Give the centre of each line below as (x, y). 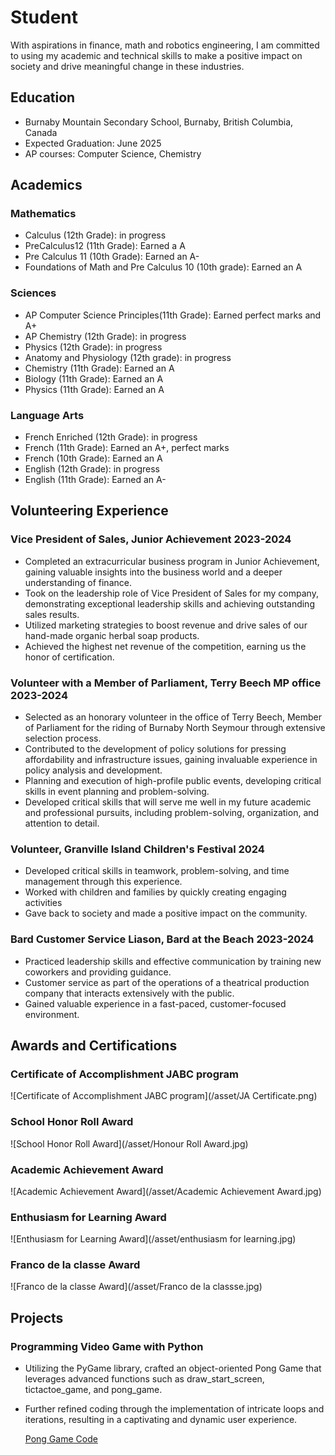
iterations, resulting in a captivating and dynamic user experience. (161, 1420)
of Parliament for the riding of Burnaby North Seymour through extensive (175, 728)
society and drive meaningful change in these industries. (127, 66)
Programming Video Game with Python (107, 1346)
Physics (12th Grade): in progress (93, 347)
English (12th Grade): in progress (92, 469)
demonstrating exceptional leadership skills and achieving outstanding (169, 603)
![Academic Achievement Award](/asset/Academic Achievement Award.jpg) (166, 1191)
